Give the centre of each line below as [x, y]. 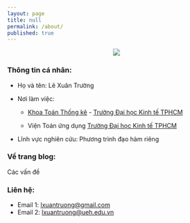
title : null [24, 20]
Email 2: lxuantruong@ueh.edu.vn [66, 213]
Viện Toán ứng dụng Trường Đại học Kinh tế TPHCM [102, 125]
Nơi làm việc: [36, 98]
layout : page [26, 14]
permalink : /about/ [35, 26]
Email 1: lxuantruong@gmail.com [64, 205]
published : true [31, 33]
